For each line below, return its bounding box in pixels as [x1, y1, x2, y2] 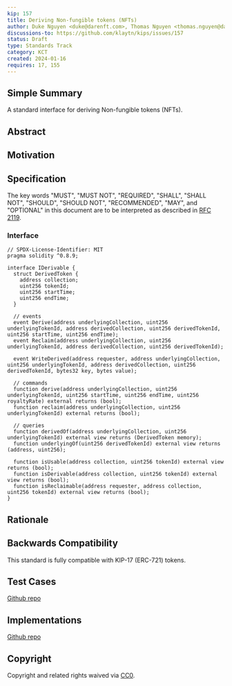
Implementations [7, 614, 82, 626]
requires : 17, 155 [7, 62, 60, 69]
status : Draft [7, 36, 48, 43]
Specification [7, 173, 66, 184]
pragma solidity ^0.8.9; [7, 252, 79, 260]
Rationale [7, 513, 49, 525]
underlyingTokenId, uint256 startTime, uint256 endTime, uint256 [7, 392, 199, 399]
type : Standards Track [7, 42, 72, 49]
